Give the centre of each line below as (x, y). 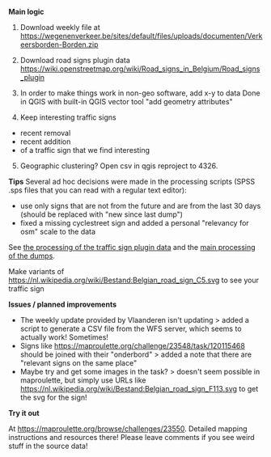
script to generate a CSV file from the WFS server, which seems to (131, 328)
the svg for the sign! (53, 397)
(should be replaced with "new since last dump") (102, 214)
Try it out (24, 413)
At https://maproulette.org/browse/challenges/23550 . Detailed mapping (128, 429)
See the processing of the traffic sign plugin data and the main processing (132, 247)
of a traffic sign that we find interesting (85, 150)
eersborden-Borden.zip (59, 44)
